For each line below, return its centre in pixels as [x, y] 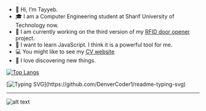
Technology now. [37, 25]
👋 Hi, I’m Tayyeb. [36, 10]
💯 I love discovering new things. [55, 60]
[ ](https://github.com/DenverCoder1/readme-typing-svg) [96, 84]
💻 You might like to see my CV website [65, 52]
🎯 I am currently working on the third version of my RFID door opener [102, 32]
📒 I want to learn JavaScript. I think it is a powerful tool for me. [94, 45]
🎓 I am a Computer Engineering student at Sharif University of [95, 16]
